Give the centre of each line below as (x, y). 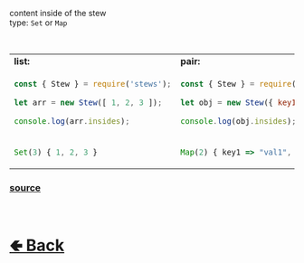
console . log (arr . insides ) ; (72, 121)
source (25, 187)
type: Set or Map (38, 23)
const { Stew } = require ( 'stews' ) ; (93, 84)
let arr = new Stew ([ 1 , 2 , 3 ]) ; (88, 102)
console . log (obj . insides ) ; (238, 121)
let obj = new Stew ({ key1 (238, 102)
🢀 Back (37, 245)
